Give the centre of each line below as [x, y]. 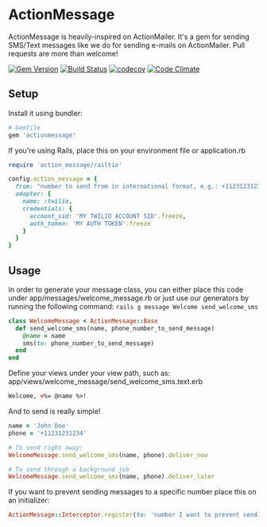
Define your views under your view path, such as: [89, 373]
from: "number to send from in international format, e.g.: [117, 187]
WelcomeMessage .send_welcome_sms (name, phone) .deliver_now [108, 455]
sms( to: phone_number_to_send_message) [89, 343]
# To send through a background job [69, 469]
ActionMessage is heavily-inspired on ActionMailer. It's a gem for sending [129, 37]
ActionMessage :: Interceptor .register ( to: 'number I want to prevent [124, 515]
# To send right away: [46, 448]
